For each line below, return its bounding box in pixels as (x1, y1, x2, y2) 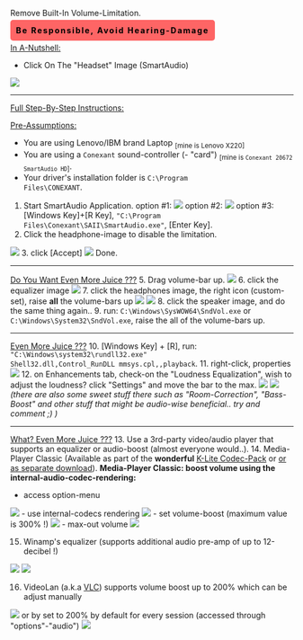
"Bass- (260, 389, 287, 400)
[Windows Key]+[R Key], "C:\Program (22, 210, 161, 221)
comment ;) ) (10, 408, 58, 419)
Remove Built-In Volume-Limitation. (10, 8, 142, 18)
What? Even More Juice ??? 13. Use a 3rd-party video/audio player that (10, 434, 274, 445)
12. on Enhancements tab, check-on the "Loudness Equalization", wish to (21, 369, 292, 380)
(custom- (250, 285, 285, 296)
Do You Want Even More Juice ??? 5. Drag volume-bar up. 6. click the (10, 274, 280, 286)
